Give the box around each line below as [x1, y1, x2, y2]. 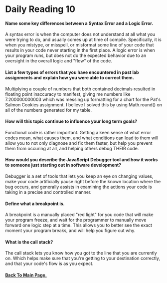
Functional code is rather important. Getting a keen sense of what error [5, 129, 151, 135]
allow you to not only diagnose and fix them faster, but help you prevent [5, 140, 153, 146]
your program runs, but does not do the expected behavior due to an [5, 52, 147, 58]
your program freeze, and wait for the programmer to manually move [5, 217, 147, 223]
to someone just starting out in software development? [5, 162, 121, 168]
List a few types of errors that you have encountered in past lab [5, 69, 139, 75]
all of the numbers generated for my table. [5, 107, 92, 113]
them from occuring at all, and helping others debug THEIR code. [5, 145, 139, 151]
